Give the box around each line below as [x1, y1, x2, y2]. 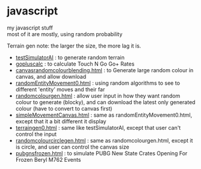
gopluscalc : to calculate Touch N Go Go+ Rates [15, 60, 135, 67]
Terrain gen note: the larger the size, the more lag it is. [7, 42, 141, 49]
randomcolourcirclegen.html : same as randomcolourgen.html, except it [15, 137, 193, 144]
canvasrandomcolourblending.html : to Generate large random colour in [15, 66, 194, 73]
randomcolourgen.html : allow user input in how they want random [15, 92, 181, 99]
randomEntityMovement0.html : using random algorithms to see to [15, 79, 180, 87]
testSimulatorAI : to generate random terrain [15, 54, 125, 61]
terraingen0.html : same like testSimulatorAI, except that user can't [15, 124, 181, 131]
